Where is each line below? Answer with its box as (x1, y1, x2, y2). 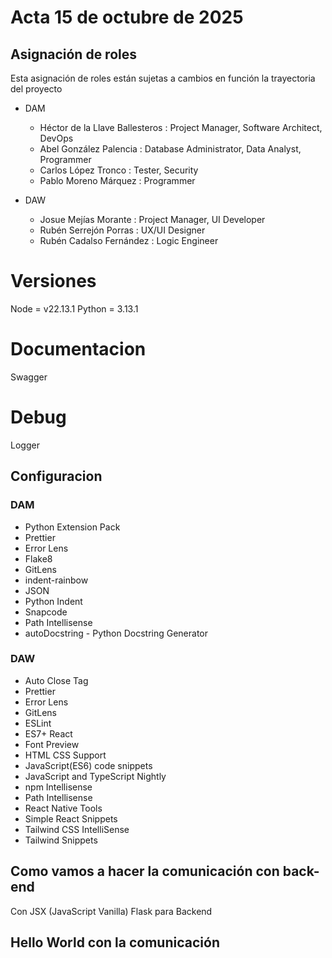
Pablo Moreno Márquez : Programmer (39, 175, 196, 186)
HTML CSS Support (24, 749, 107, 761)
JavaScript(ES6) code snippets (24, 759, 153, 771)
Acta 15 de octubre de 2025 (10, 6, 244, 29)
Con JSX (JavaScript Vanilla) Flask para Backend (10, 905, 213, 917)
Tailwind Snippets (24, 834, 98, 846)
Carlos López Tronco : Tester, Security (39, 164, 199, 176)
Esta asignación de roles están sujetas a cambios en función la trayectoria (10, 72, 316, 84)
